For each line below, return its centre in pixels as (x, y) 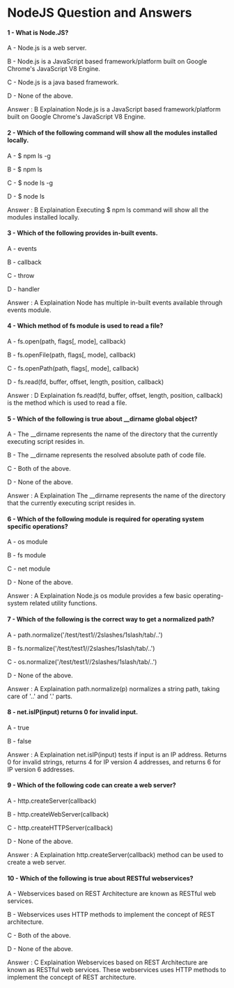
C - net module (29, 569)
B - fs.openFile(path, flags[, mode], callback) (71, 355)
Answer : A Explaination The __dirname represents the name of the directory (117, 495)
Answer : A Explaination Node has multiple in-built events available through (115, 302)
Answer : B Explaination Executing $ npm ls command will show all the (108, 210)
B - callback (24, 262)
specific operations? (38, 526)
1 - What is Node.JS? (38, 32)
